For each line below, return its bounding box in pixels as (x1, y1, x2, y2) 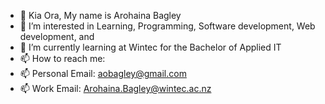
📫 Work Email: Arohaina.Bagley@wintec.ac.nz (19, 83, 212, 94)
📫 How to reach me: (19, 53, 106, 64)
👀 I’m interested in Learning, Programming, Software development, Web (19, 20, 316, 32)
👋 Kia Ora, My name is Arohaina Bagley (19, 10, 182, 21)
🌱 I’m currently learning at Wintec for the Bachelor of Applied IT (19, 41, 282, 53)
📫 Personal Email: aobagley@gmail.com (19, 68, 187, 79)
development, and (19, 31, 95, 42)
